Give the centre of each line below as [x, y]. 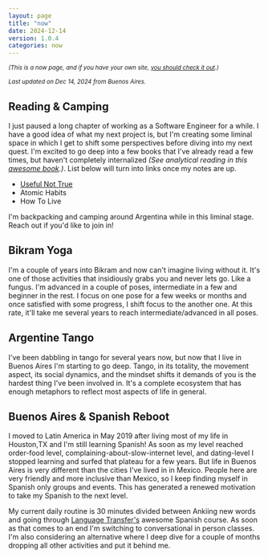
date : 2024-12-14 [37, 31]
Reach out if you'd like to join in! [61, 225]
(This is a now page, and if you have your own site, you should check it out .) [114, 68]
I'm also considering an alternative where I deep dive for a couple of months [134, 537]
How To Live [41, 201]
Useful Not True [46, 184]
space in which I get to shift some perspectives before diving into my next [130, 142]
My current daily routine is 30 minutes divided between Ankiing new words [132, 511]
